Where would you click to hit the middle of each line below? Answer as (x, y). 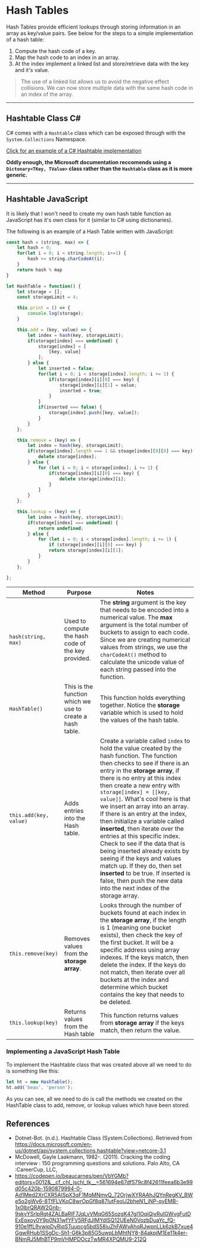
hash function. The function (139, 755)
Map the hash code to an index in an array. (67, 57)
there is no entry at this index (141, 778)
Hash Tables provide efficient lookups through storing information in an (93, 27)
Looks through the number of (141, 905)
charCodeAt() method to (134, 654)
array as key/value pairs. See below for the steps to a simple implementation (100, 33)
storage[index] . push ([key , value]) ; (94, 413)
